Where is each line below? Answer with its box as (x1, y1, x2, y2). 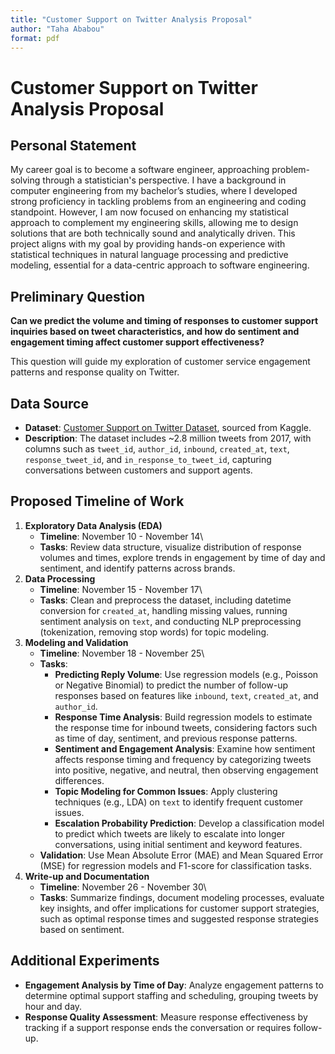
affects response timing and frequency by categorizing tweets (54, 753, 312, 765)
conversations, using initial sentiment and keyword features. (54, 838, 303, 850)
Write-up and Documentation (24, 870, 150, 882)
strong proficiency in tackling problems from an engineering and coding (10, 196, 307, 208)
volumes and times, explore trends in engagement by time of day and (39, 551, 326, 563)
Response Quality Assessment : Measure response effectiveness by (24, 1011, 308, 1023)
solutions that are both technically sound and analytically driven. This (10, 227, 296, 240)
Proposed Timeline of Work (10, 493, 185, 510)
